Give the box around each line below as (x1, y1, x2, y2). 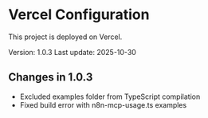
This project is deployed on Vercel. (8, 32, 123, 41)
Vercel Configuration (8, 6, 150, 24)
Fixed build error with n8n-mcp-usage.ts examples (19, 100, 187, 109)
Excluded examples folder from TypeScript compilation (19, 92, 201, 101)
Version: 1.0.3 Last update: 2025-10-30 (8, 47, 137, 57)
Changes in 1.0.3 (8, 70, 93, 85)
